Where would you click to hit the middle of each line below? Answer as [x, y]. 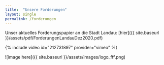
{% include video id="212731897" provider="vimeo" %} [61, 48]
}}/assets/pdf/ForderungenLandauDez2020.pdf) [54, 38]
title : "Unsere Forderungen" [36, 10]
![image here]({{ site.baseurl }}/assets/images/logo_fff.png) [65, 57]
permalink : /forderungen [31, 19]
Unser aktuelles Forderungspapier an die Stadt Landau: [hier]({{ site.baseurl [82, 33]
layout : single [21, 14]
